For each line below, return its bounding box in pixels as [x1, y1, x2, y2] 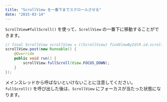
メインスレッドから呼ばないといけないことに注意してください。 [5, 79, 136, 85]
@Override [14, 51, 35, 56]
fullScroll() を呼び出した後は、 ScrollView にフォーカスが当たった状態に [5, 85, 157, 92]
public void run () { [14, 56, 57, 61]
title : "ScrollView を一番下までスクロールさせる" [5, 7, 102, 12]
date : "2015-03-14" [5, 12, 46, 17]
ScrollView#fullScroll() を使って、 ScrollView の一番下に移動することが [5, 26, 155, 32]
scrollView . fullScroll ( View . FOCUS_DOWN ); [23, 60, 110, 65]
